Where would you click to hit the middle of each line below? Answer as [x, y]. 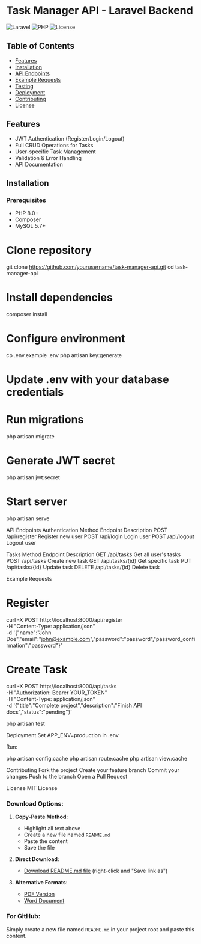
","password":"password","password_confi [142, 639]
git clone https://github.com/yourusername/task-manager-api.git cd [90, 267]
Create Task [37, 670]
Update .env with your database [88, 380]
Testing [24, 86]
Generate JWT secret [61, 461]
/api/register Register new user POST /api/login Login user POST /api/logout [100, 536]
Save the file [39, 848]
